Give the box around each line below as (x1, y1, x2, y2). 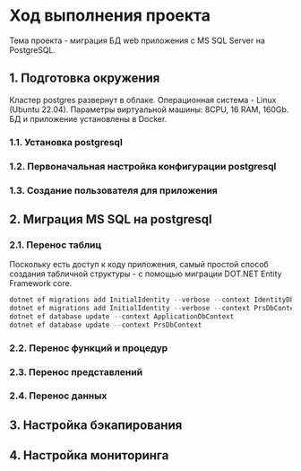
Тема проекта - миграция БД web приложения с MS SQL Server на (9, 35, 266, 46)
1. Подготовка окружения (9, 71, 160, 86)
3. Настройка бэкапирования (9, 417, 183, 432)
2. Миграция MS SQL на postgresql (9, 212, 212, 227)
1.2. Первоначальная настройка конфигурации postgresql (9, 160, 277, 172)
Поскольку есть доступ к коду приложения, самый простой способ (9, 259, 269, 270)
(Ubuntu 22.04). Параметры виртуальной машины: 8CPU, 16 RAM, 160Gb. (9, 104, 289, 115)
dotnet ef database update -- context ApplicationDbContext (9, 311, 235, 321)
